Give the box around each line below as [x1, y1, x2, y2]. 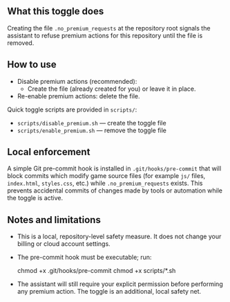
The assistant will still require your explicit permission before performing [17, 280, 223, 288]
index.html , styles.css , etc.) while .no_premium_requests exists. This [7, 179, 203, 188]
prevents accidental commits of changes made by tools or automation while [7, 186, 223, 195]
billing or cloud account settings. [17, 240, 111, 248]
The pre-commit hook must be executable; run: [17, 253, 152, 262]
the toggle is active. [7, 194, 64, 202]
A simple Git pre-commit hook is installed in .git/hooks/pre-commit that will [7, 164, 222, 172]
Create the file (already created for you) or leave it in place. [27, 85, 196, 93]
